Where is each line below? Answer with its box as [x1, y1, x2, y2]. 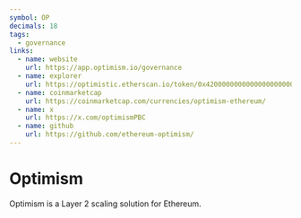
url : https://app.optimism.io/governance [25, 64, 182, 73]
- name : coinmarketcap [17, 88, 102, 97]
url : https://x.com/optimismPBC [25, 113, 146, 122]
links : [9, 47, 34, 56]
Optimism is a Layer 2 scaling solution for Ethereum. [9, 198, 202, 209]
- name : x [17, 105, 54, 114]
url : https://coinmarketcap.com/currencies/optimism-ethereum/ [25, 96, 267, 106]
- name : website [17, 55, 78, 64]
